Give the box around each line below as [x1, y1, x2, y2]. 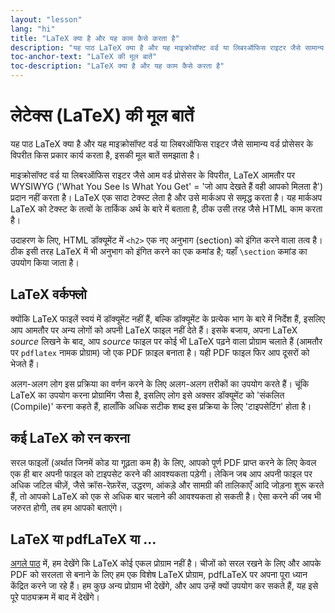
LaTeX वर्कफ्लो [10, 286, 87, 303]
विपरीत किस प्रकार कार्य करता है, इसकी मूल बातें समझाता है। [10, 149, 201, 161]
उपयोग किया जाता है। [10, 256, 80, 268]
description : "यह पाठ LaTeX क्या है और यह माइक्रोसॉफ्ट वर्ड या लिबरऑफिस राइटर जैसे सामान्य [10, 42, 325, 53]
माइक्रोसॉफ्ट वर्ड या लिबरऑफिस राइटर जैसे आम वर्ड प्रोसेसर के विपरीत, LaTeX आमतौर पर [10, 169, 296, 181]
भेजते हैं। [10, 357, 40, 370]
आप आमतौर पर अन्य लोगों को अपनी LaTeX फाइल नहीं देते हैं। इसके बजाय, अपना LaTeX [10, 324, 298, 336]
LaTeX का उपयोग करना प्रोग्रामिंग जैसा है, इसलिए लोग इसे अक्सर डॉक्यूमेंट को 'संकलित [10, 389, 285, 401]
